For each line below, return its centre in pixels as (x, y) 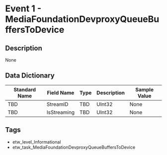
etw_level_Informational (37, 142)
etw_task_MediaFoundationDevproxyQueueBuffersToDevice (74, 147)
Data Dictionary (30, 76)
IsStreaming (61, 112)
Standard (25, 89)
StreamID (57, 104)
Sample (145, 89)
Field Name (61, 92)
